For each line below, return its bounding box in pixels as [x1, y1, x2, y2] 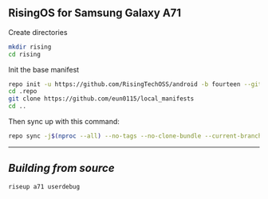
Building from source [8, 162, 115, 175]
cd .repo [8, 88, 37, 96]
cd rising [8, 50, 41, 58]
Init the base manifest [8, 64, 80, 74]
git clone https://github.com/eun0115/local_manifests [8, 95, 195, 103]
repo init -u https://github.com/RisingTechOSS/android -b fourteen [8, 80, 241, 88]
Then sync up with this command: [8, 117, 120, 127]
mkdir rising [8, 43, 52, 51]
